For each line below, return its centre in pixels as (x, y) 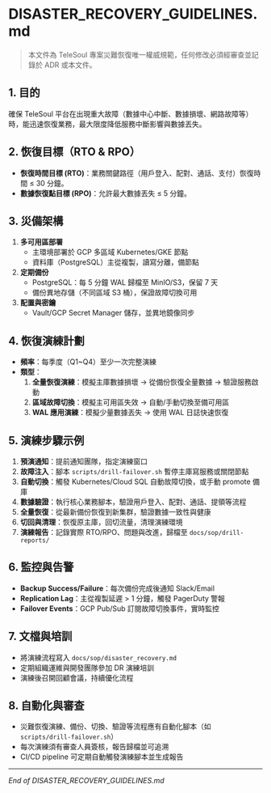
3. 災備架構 (36, 221)
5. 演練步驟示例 (46, 441)
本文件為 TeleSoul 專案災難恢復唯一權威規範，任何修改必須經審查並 (140, 54)
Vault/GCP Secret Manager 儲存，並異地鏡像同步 (113, 313)
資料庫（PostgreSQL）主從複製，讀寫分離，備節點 (116, 262)
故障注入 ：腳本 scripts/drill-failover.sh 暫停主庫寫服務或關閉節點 (134, 471)
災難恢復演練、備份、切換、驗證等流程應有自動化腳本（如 (115, 727)
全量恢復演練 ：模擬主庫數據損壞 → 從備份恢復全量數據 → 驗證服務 (142, 382)
